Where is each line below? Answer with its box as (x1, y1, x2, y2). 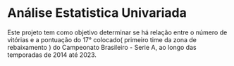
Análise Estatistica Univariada (7, 5, 187, 21)
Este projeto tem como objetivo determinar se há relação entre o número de (7, 28, 228, 37)
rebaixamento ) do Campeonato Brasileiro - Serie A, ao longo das (7, 43, 197, 51)
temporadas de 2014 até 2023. (7, 51, 97, 59)
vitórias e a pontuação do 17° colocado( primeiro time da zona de (7, 35, 197, 44)
